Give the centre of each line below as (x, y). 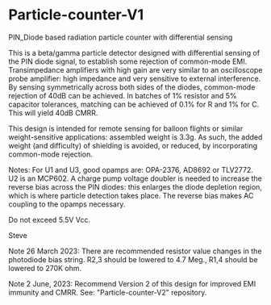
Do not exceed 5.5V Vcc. (50, 219)
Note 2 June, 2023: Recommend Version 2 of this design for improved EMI (132, 283)
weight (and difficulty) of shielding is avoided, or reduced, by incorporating (133, 145)
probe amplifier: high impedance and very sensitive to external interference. (135, 78)
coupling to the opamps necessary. (67, 204)
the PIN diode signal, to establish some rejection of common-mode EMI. (128, 61)
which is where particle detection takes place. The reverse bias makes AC (131, 195)
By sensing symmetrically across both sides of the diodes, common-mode (132, 87)
